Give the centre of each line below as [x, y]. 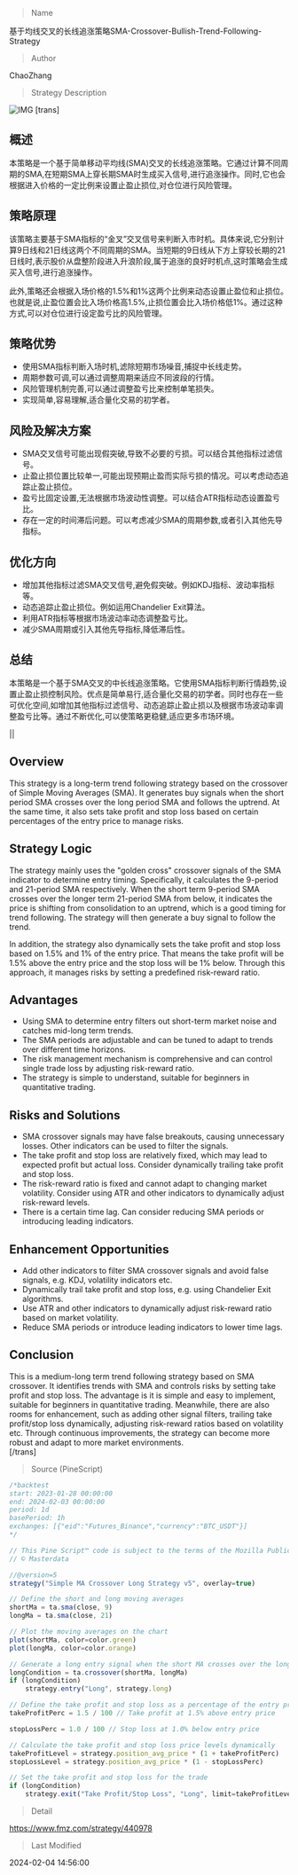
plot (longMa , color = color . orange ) [73, 1648]
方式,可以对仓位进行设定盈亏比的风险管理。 [88, 313]
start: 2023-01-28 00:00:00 [61, 1494]
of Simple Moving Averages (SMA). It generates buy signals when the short [146, 792]
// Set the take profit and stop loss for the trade [109, 1777]
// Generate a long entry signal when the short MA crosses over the [141, 1664]
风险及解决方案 [50, 431]
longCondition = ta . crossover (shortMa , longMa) [99, 1672]
